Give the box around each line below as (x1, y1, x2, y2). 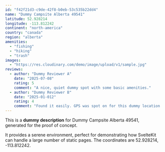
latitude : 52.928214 (5, 16, 48, 21)
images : (5, 58, 21, 63)
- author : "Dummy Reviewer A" (9, 72, 72, 76)
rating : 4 (14, 99, 35, 104)
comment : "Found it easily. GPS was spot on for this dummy (14, 104, 140, 109)
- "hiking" (9, 48, 32, 53)
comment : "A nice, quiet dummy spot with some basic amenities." (14, 85, 152, 90)
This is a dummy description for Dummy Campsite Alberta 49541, (5, 117, 140, 123)
